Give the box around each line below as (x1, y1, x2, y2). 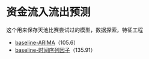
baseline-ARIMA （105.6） (14, 39, 79, 46)
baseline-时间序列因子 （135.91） (14, 46, 96, 54)
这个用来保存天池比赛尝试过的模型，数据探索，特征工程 (6, 26, 143, 33)
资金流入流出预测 (6, 5, 91, 19)
